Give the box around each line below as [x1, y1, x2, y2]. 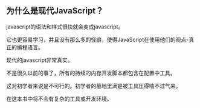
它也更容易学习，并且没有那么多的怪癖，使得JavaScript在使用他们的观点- [6, 36, 189, 43]
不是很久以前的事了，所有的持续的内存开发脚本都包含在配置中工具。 [6, 69, 176, 76]
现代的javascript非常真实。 [6, 56, 74, 64]
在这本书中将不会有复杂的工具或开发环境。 [6, 95, 112, 102]
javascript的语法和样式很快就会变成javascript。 [6, 23, 124, 30]
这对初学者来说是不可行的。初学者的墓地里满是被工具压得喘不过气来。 [6, 82, 181, 89]
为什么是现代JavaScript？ [6, 5, 104, 16]
